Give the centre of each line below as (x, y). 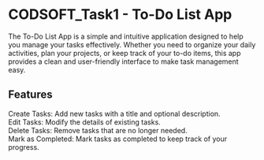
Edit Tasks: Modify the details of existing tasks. (85, 122)
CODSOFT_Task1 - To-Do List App (120, 15)
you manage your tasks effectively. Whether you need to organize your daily (132, 44)
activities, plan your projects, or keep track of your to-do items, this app (125, 53)
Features (30, 95)
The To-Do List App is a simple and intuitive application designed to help (126, 36)
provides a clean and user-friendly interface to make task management (123, 61)
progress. (24, 147)
